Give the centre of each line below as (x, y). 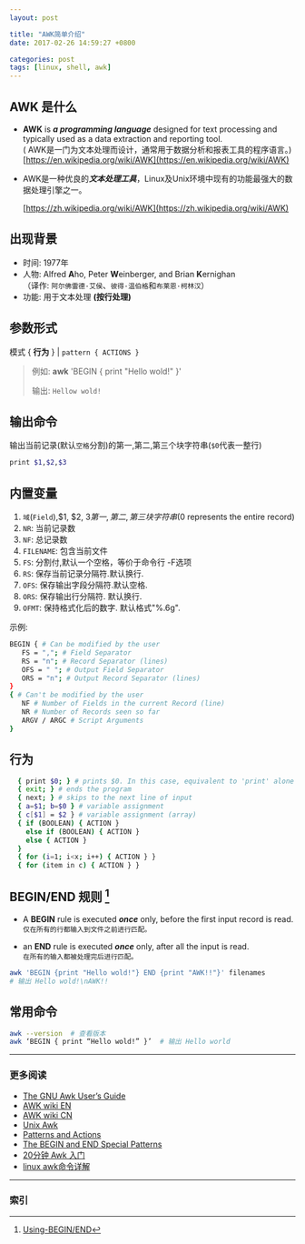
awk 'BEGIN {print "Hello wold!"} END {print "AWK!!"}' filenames (138, 973)
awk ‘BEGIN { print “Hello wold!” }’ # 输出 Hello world (120, 1042)
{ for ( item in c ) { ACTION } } (79, 866)
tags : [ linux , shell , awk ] (60, 68)
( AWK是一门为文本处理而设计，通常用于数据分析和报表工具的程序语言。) (157, 149)
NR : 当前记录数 (49, 528)
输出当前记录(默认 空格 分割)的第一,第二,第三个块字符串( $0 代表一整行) (136, 446)
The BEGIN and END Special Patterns (92, 1144)
